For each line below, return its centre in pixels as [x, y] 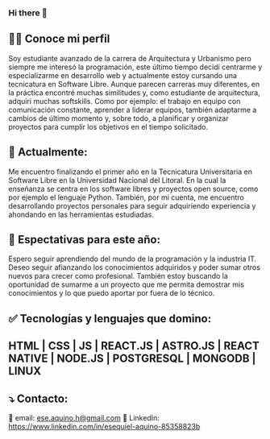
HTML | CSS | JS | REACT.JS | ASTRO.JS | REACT [134, 346]
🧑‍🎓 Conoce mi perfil [59, 39]
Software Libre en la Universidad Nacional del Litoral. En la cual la [117, 180]
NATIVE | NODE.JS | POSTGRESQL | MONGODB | [132, 359]
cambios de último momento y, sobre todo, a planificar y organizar [118, 118]
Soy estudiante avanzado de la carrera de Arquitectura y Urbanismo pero [130, 58]
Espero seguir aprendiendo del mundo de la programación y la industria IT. [133, 259]
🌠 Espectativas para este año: [85, 240]
